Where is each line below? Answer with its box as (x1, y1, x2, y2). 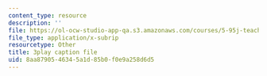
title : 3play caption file (8, 48, 98, 56)
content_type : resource (8, 11, 87, 20)
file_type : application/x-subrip (8, 33, 119, 42)
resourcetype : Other (8, 41, 77, 49)
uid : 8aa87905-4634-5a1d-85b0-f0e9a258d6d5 (8, 56, 155, 64)
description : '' (8, 19, 62, 27)
